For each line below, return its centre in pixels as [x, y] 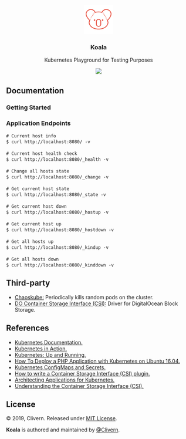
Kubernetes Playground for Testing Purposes [99, 60]
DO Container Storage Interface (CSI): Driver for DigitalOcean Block [96, 303]
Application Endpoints [38, 123]
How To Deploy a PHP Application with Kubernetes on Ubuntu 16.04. [97, 361]
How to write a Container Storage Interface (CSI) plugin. [82, 373]
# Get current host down [36, 206]
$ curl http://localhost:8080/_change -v [58, 177]
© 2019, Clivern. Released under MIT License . [62, 418]
